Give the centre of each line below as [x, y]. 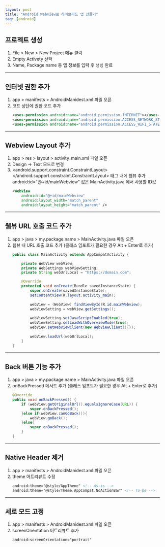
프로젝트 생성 [24, 40]
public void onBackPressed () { [44, 400]
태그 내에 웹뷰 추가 [128, 176]
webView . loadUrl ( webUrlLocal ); [62, 336]
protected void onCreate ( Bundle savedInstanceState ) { [79, 286]
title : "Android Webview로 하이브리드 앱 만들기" [52, 14]
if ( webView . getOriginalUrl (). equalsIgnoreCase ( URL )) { [80, 404]
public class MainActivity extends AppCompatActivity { [70, 254]
